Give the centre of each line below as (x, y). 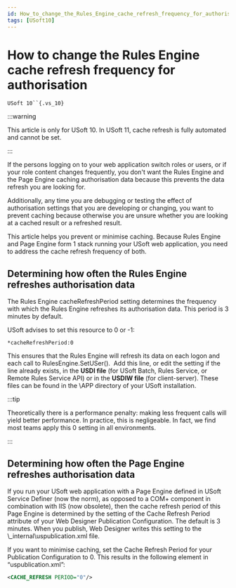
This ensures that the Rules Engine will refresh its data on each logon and (113, 356)
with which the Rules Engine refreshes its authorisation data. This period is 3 (118, 309)
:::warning (22, 116)
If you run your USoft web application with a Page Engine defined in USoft (114, 491)
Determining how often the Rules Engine (97, 273)
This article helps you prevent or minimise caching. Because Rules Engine (114, 236)
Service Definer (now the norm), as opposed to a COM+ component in (109, 499)
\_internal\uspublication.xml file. (54, 536)
